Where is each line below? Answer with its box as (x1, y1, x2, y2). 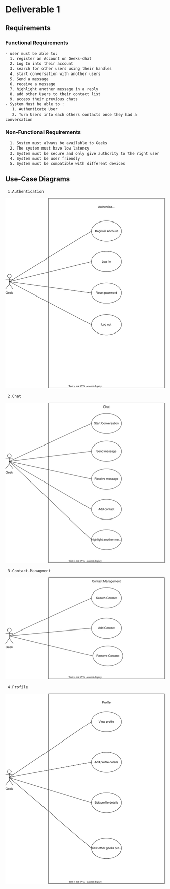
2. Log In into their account (10, 61, 73, 66)
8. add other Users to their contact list (10, 91, 101, 97)
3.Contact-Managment (7, 569, 51, 574)
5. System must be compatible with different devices (10, 161, 125, 166)
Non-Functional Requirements (5, 128, 81, 135)
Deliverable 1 (5, 4, 60, 15)
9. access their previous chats (10, 96, 78, 102)
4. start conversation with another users (10, 71, 101, 77)
